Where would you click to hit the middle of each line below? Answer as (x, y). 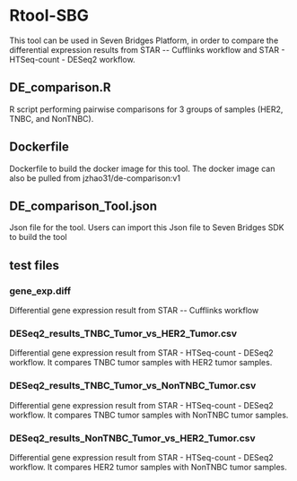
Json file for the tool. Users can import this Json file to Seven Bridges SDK (147, 228)
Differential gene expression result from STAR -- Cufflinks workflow (134, 311)
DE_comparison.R (60, 87)
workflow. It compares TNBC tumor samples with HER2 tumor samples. (141, 363)
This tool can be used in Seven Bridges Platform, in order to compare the (144, 40)
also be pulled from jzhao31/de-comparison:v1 (95, 178)
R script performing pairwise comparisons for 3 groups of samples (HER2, (146, 109)
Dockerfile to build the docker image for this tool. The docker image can (142, 168)
